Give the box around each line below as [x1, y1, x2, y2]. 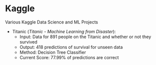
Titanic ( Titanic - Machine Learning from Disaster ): [12, 28, 116, 34]
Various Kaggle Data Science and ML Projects [5, 19, 98, 25]
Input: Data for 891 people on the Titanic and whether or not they [19, 34, 152, 40]
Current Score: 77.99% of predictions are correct [19, 54, 119, 60]
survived [19, 39, 38, 44]
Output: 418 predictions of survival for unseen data [19, 44, 123, 50]
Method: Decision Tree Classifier [19, 49, 86, 55]
